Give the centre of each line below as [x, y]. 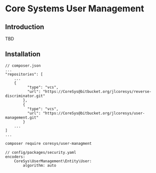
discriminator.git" [25, 96]
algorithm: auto [40, 165]
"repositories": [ [24, 74]
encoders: [15, 157]
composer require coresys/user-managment [49, 143]
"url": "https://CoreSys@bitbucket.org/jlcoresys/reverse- [89, 91]
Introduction [25, 27]
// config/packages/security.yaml [41, 152]
